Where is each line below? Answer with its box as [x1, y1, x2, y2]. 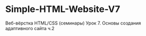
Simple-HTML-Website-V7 [5, 3, 120, 15]
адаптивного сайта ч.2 [5, 25, 55, 31]
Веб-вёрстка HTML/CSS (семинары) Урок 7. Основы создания [5, 20, 141, 26]
